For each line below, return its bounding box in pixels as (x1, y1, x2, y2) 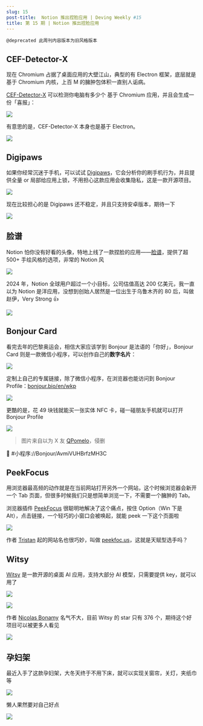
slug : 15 (6, 8, 28, 15)
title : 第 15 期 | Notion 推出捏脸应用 (6, 20, 100, 26)
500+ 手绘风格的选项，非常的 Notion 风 (6, 256, 105, 263)
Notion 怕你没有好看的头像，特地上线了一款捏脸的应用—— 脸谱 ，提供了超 (6, 248, 188, 255)
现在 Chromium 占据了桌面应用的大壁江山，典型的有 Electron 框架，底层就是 (6, 71, 196, 78)
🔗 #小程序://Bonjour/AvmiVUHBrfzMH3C (6, 450, 107, 457)
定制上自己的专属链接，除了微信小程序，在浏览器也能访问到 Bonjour (6, 375, 176, 382)
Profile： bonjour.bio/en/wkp (6, 382, 77, 389)
